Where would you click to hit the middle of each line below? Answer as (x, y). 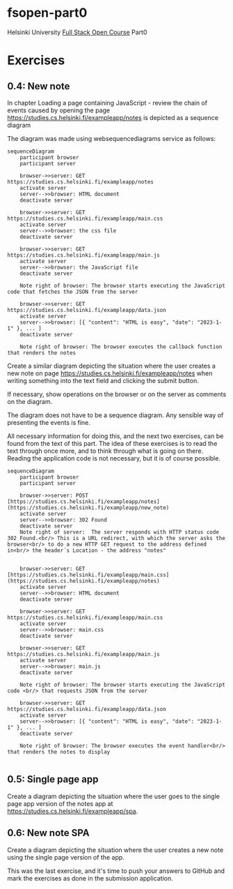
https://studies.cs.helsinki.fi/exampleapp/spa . (73, 811)
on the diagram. (30, 401)
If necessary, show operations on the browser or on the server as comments (117, 394)
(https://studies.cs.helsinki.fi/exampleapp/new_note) (88, 507)
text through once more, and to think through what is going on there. (105, 451)
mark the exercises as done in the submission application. (90, 878)
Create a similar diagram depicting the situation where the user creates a (111, 366)
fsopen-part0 (47, 13)
